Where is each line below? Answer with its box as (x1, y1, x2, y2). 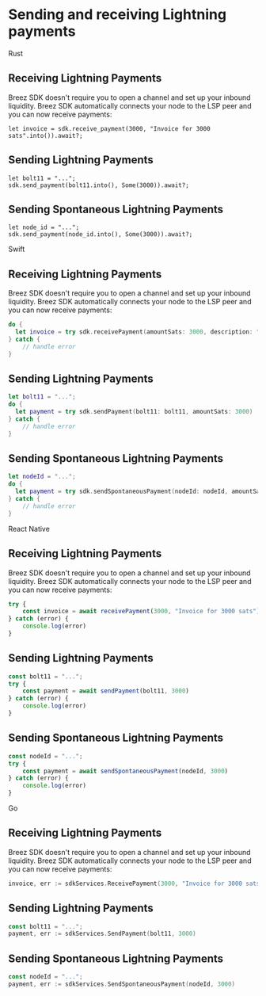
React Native (8, 524, 50, 533)
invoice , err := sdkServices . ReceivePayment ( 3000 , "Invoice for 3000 (8, 880, 243, 887)
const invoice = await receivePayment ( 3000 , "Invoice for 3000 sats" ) (22, 608, 260, 616)
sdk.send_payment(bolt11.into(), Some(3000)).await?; (8, 181, 190, 189)
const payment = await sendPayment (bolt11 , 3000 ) (22, 687, 190, 695)
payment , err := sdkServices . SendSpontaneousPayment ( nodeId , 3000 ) (8, 980, 236, 988)
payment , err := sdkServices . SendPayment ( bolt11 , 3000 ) (8, 929, 196, 938)
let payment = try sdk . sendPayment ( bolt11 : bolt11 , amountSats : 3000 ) (15, 408, 253, 416)
